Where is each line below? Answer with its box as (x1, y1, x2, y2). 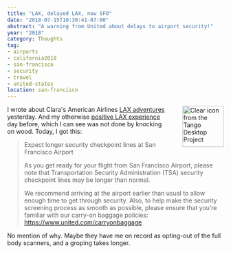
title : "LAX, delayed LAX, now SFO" (7, 10, 112, 17)
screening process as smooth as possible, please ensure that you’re (23, 204, 217, 212)
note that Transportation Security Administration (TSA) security (23, 169, 204, 177)
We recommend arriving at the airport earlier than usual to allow (23, 189, 206, 198)
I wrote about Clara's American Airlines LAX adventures (7, 106, 165, 114)
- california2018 (7, 55, 57, 62)
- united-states (7, 80, 54, 87)
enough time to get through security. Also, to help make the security (23, 196, 217, 205)
